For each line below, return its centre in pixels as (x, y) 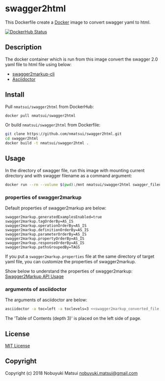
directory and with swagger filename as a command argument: (69, 175)
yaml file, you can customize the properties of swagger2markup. (70, 262)
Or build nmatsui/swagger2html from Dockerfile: (53, 125)
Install (15, 95)
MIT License (18, 346)
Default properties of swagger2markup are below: (56, 208)
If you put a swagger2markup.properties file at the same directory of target (80, 256)
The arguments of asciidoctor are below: (46, 300)
